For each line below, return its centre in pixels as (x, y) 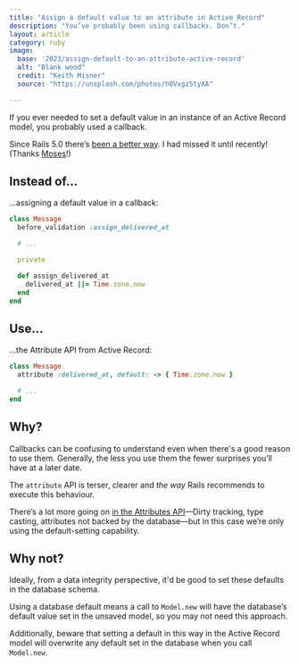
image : (21, 51)
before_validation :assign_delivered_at (93, 228)
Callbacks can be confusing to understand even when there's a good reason (150, 448)
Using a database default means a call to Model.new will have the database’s (148, 607)
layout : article (39, 34)
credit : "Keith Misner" (61, 76)
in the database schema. (54, 589)
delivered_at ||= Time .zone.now (85, 284)
